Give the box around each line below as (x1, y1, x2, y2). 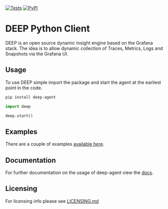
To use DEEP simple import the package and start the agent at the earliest (5, 79, 161, 85)
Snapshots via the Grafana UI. (5, 50, 69, 56)
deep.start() (5, 113, 33, 118)
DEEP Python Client (5, 23, 90, 34)
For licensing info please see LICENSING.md (5, 198, 99, 204)
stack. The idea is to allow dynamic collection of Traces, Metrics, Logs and (5, 45, 163, 51)
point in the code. (5, 85, 43, 91)
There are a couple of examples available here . (5, 141, 104, 147)
